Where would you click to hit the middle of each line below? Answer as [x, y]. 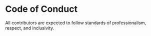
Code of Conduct [41, 9]
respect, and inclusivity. [30, 28]
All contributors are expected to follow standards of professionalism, [76, 23]
